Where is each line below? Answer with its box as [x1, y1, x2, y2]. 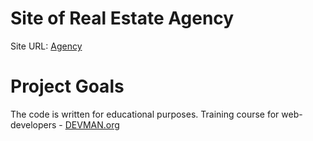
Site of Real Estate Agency [10, 7, 235, 30]
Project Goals [10, 75, 125, 98]
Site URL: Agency [10, 40, 83, 52]
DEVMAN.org [64, 118, 120, 131]
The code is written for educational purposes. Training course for [10, 108, 280, 120]
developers [10, 118, 57, 131]
